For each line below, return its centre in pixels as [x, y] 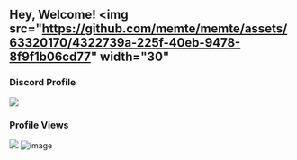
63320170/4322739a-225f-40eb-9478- [125, 43]
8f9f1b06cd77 [50, 57]
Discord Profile [43, 83]
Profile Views [39, 125]
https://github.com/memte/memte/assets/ [165, 29]
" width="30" [130, 57]
